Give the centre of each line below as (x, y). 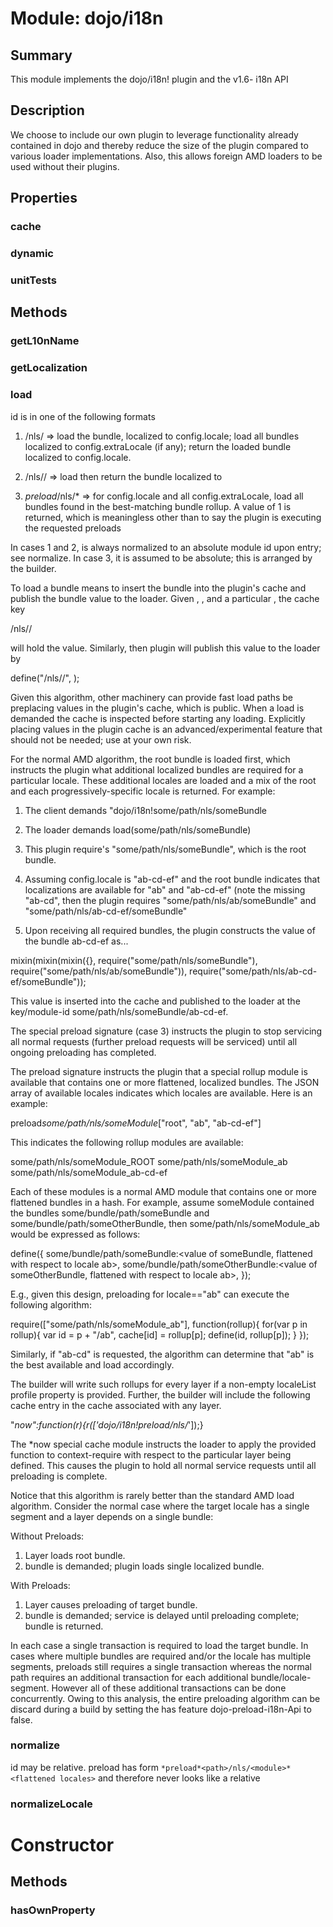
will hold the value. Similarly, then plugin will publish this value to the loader (165, 648)
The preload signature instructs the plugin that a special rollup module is (159, 1071)
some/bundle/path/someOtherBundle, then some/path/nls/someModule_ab (165, 1223)
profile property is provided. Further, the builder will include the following (160, 1394)
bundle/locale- (281, 1677)
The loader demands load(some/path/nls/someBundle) (138, 829)
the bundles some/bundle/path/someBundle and (110, 1213)
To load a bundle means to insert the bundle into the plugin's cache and (158, 588)
